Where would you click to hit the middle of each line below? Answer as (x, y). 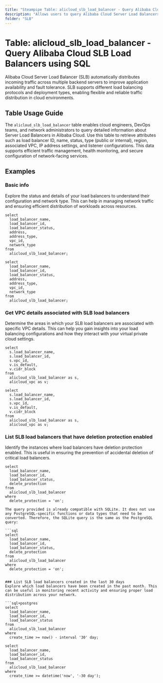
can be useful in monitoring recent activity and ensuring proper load (79, 591)
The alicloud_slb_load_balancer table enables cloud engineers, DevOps (78, 125)
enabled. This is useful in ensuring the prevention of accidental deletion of (79, 453)
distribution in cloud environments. (40, 98)
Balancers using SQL (48, 63)
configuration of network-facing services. (47, 156)
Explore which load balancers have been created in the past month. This (81, 586)
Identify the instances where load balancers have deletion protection (73, 447)
